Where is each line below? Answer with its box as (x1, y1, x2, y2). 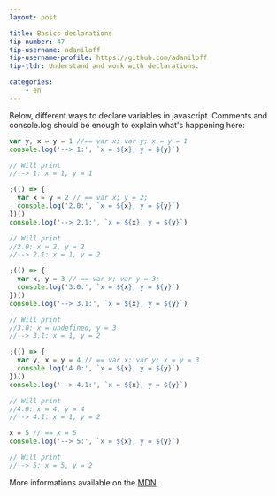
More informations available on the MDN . (9, 477, 159, 487)
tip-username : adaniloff (9, 45, 101, 54)
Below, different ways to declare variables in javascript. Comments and (9, 110, 268, 120)
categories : (9, 78, 53, 87)
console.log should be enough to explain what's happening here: (9, 119, 246, 130)
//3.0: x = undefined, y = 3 (9, 324, 117, 332)
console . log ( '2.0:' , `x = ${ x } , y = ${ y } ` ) (17, 202, 180, 210)
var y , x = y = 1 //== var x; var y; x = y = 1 (9, 136, 188, 146)
